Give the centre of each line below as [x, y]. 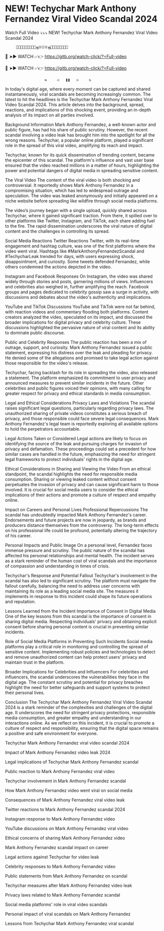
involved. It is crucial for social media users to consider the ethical [72, 490]
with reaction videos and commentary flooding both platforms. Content [77, 311]
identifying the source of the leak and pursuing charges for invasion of [76, 443]
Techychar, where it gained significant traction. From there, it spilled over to [81, 215]
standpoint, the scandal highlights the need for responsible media [71, 474]
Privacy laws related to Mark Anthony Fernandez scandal [63, 895]
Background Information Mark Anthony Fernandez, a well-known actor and [81, 124]
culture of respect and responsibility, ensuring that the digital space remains [82, 728]
